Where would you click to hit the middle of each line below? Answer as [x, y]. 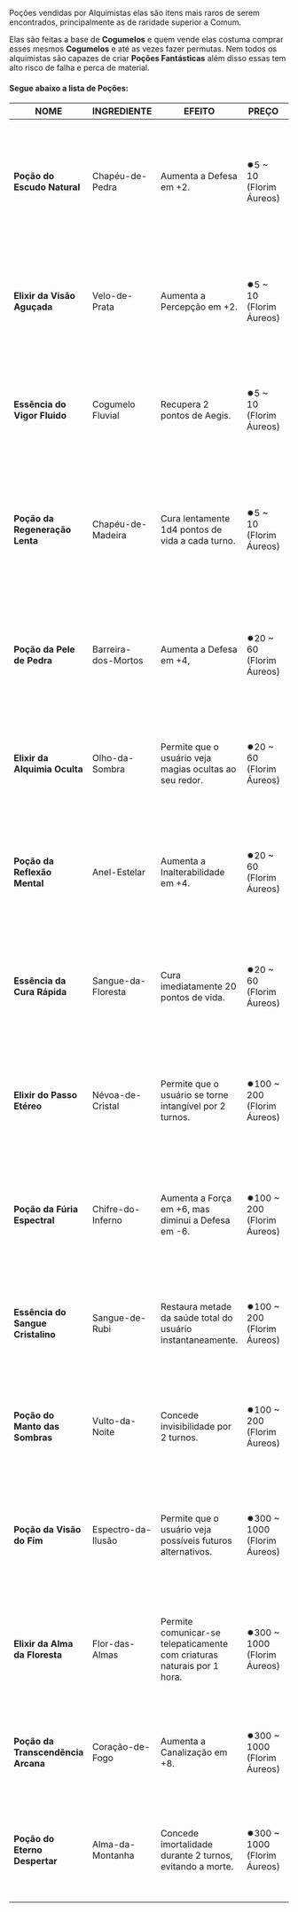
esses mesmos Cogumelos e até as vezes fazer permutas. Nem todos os [143, 49]
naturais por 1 [190, 1666]
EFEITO [199, 112]
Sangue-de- [119, 1318]
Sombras [33, 1438]
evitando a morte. [197, 1867]
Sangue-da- [119, 981]
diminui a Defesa [196, 1220]
